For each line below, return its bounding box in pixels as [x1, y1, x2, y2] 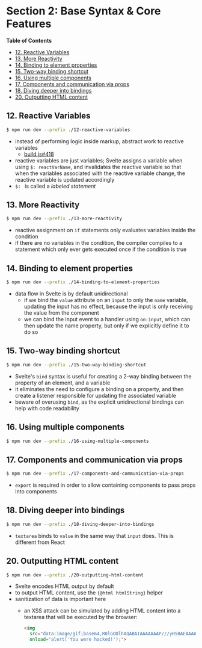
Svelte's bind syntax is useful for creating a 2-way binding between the [14, 372, 192, 380]
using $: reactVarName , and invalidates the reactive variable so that [14, 163, 182, 170]
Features [6, 17, 52, 31]
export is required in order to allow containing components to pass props [14, 481, 196, 489]
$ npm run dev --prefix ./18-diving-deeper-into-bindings [6, 521, 155, 527]
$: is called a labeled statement [14, 182, 96, 190]
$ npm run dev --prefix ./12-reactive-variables [6, 126, 130, 133]
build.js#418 [23, 150, 54, 158]
